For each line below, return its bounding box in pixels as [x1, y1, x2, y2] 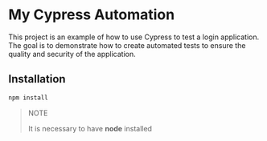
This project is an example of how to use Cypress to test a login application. [8, 32, 260, 42]
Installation [8, 72, 66, 86]
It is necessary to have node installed [27, 123, 153, 133]
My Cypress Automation [8, 6, 175, 24]
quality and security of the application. [8, 49, 137, 58]
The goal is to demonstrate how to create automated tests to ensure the [8, 40, 246, 50]
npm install [8, 94, 48, 102]
